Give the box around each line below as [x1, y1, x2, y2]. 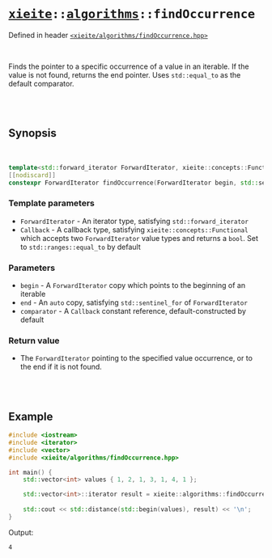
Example [8, 409, 53, 423]
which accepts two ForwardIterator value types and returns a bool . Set [19, 233, 259, 243]
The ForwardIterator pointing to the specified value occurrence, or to [19, 353, 253, 363]
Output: [8, 527, 34, 537]
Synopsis [8, 126, 57, 140]
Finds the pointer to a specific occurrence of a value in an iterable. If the [8, 61, 249, 71]
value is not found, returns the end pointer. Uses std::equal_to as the [8, 70, 241, 79]
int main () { [8, 468, 53, 476]
